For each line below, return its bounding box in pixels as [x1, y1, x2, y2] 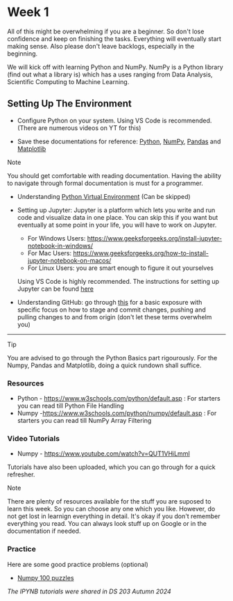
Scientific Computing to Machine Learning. [7, 77, 130, 86]
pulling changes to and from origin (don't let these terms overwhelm [17, 312, 212, 321]
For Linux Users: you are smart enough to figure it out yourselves [27, 264, 214, 272]
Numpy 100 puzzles [17, 573, 74, 582]
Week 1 [7, 4, 49, 20]
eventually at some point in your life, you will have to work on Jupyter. [17, 221, 217, 229]
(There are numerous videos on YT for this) [17, 123, 141, 132]
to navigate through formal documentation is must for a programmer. [7, 179, 203, 187]
